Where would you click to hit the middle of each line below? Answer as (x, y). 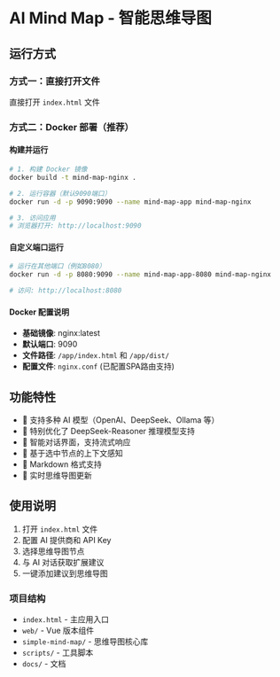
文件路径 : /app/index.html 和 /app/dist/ (96, 355)
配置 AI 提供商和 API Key (66, 540)
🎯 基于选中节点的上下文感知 (72, 454)
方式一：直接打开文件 (54, 81)
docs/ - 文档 (44, 664)
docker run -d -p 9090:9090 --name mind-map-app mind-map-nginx (130, 202)
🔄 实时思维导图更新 (57, 476)
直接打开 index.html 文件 (54, 102)
